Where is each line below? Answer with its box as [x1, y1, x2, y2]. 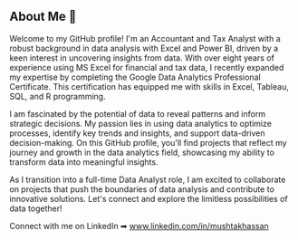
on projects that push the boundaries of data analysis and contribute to [9, 183, 274, 195]
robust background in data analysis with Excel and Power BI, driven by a [9, 43, 279, 53]
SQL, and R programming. [9, 91, 106, 101]
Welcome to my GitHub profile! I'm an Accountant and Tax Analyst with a [9, 33, 281, 43]
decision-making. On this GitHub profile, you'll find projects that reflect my [9, 137, 287, 148]
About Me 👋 [9, 9, 77, 24]
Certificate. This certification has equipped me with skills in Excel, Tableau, [9, 81, 290, 91]
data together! [9, 203, 62, 214]
